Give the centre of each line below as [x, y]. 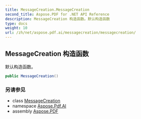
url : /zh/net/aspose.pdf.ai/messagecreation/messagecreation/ [70, 33]
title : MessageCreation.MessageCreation [47, 10]
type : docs [16, 23]
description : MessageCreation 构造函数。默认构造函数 [58, 19]
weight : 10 [16, 28]
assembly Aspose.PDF [35, 111]
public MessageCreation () [32, 76]
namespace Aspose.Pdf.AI [39, 106]
